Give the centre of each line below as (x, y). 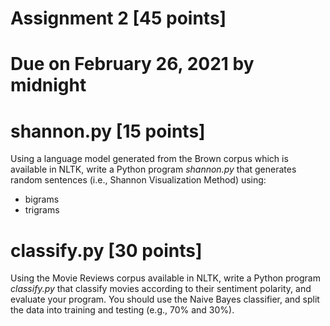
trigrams (42, 210)
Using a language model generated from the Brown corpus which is (149, 159)
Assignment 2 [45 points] (118, 18)
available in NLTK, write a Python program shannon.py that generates (153, 169)
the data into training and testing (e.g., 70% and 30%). (122, 310)
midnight (48, 85)
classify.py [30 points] (106, 250)
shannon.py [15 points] (108, 131)
